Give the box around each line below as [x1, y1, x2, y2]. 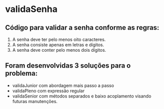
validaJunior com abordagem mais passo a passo [12, 82, 114, 88]
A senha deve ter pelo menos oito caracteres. [12, 36, 106, 42]
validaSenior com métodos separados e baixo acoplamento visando [12, 93, 152, 99]
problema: [5, 69, 38, 78]
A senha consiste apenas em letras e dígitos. [12, 42, 104, 48]
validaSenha [5, 3, 58, 15]
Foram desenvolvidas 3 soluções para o [5, 61, 131, 70]
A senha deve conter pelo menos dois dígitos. [12, 47, 106, 53]
